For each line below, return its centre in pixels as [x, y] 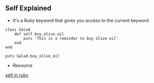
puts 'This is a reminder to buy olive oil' [71, 38]
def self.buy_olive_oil [39, 34]
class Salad [18, 30]
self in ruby [17, 75]
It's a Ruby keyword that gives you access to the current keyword [81, 20]
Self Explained [28, 8]
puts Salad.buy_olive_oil [32, 56]
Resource [22, 65]
